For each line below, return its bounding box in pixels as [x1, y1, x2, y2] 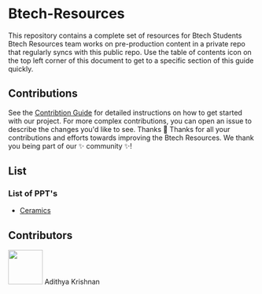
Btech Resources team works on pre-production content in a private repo [8, 39, 245, 48]
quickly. [8, 64, 34, 73]
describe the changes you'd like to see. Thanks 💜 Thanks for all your [8, 124, 231, 134]
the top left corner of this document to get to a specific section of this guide [8, 56, 254, 65]
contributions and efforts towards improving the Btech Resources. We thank [8, 133, 254, 142]
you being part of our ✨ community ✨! [8, 141, 132, 150]
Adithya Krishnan [44, 277, 101, 287]
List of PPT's [8, 188, 57, 199]
